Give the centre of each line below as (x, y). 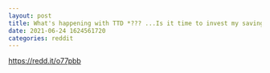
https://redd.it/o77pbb (45, 61)
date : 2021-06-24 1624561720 (57, 30)
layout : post (30, 16)
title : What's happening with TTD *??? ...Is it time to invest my (124, 23)
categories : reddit (41, 38)
